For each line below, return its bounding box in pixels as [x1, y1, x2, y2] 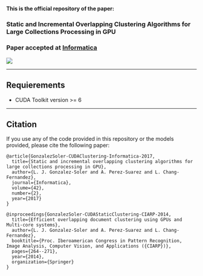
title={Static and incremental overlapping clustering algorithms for [11, 159, 193, 165]
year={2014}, [11, 254, 45, 260]
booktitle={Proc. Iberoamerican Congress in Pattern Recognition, [11, 238, 182, 244]
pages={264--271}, [11, 248, 59, 255]
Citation [6, 120, 37, 130]
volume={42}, [11, 185, 45, 191]
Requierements [6, 80, 65, 91]
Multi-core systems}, [6, 222, 61, 228]
